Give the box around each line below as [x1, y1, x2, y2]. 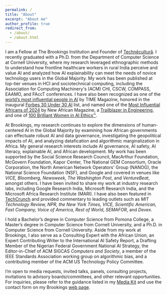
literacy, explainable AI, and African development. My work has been [5, 148, 146, 154]
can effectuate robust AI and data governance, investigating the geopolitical [5, 133, 161, 139]
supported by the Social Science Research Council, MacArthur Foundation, [5, 153, 159, 159]
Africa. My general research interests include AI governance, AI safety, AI [5, 143, 156, 149]
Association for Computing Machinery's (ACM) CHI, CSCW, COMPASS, [5, 86, 151, 92]
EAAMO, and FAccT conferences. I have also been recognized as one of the [5, 91, 161, 97]
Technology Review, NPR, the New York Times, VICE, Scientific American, [5, 201, 157, 207]
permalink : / [5, 7, 32, 12]
